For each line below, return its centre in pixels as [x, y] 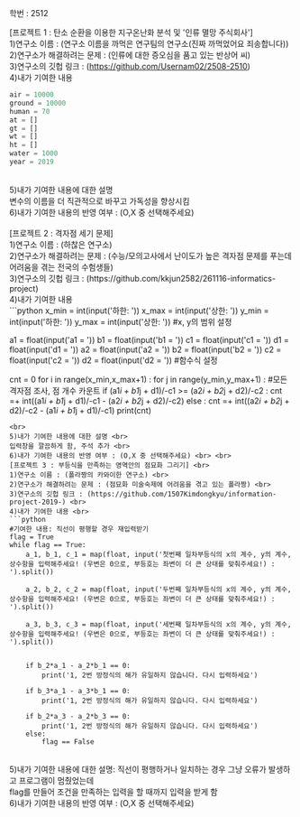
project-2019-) [38, 502]
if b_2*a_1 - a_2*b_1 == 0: [78, 665]
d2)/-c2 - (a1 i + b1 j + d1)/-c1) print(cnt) [80, 410]
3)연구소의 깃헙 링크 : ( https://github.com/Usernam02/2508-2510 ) [130, 66]
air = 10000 [32, 95]
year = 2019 [32, 162]
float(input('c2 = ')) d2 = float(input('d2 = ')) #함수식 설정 [114, 360]
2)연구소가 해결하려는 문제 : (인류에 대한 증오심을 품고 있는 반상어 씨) [130, 55]
